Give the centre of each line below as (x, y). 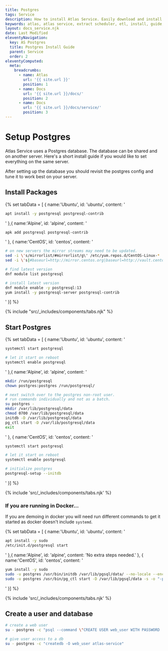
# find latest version (29, 269)
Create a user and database (49, 614)
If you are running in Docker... (42, 505)
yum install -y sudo (27, 569)
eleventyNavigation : (27, 38)
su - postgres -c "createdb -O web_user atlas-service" (64, 644)
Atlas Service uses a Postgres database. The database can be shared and (81, 151)
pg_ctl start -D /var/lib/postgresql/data (50, 423)
